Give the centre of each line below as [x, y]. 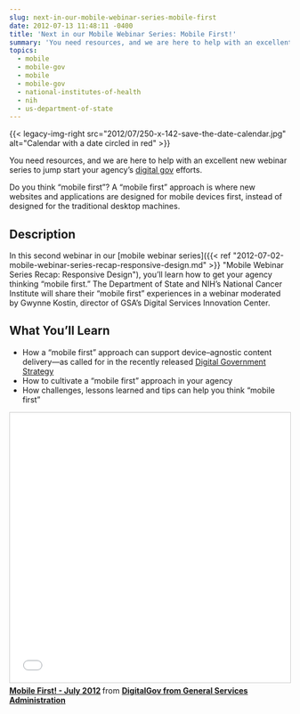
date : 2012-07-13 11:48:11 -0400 [71, 26]
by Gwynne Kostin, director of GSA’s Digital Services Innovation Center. [140, 303]
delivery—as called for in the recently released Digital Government [144, 361]
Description [42, 234]
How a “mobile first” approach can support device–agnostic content [147, 352]
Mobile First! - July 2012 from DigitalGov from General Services [129, 690]
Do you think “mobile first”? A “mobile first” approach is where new [132, 187]
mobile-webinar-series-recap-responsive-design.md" [108, 265]
